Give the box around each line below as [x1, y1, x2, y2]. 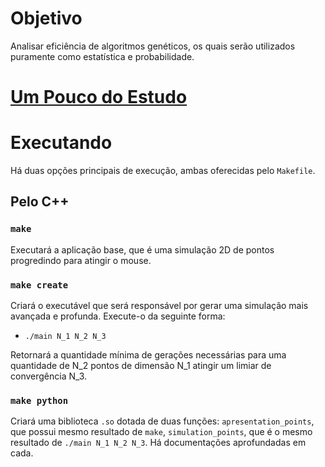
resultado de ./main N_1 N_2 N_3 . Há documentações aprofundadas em [10, 437, 307, 449]
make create [10, 279, 69, 291]
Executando [10, 132, 113, 154]
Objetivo [10, 7, 83, 30]
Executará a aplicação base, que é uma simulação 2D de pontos [10, 243, 275, 256]
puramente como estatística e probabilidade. [10, 50, 195, 62]
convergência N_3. [10, 370, 88, 382]
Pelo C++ [10, 193, 70, 211]
